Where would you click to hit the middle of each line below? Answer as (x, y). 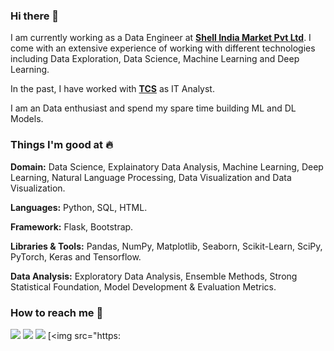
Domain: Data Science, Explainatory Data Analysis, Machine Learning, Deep (167, 166)
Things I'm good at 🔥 (62, 145)
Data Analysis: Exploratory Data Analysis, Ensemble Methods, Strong (154, 276)
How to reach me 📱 (57, 312)
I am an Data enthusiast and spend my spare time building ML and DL (153, 108)
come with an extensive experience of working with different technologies (163, 48)
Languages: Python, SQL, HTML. (79, 207)
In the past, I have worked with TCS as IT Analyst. (112, 89)
